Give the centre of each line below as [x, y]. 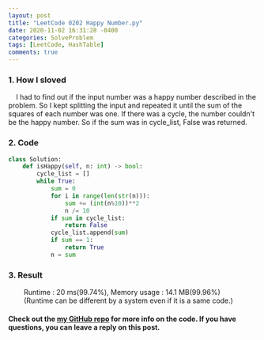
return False [86, 225]
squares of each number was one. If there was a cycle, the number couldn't [132, 114]
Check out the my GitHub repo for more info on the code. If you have [123, 319]
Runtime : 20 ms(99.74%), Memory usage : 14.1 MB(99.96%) [122, 293]
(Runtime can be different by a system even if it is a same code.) [128, 300]
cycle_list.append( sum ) [89, 233]
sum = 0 [63, 189]
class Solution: [35, 159]
